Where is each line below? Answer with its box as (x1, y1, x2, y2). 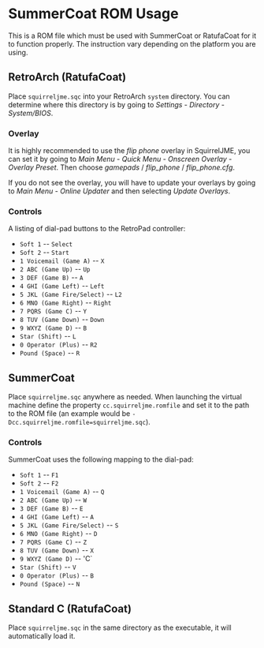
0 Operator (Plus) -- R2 (19, 340, 98, 350)
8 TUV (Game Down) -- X (19, 545, 95, 555)
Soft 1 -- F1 (19, 470, 59, 480)
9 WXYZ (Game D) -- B (19, 323, 87, 332)
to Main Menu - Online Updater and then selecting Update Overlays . (8, 186, 231, 196)
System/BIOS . (8, 108, 54, 118)
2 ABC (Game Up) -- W (19, 495, 87, 505)
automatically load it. (8, 631, 76, 641)
